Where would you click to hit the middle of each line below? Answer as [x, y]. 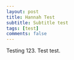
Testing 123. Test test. [33, 50]
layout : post [23, 12]
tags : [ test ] [23, 28]
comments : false [26, 34]
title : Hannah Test [31, 17]
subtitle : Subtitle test [37, 23]
